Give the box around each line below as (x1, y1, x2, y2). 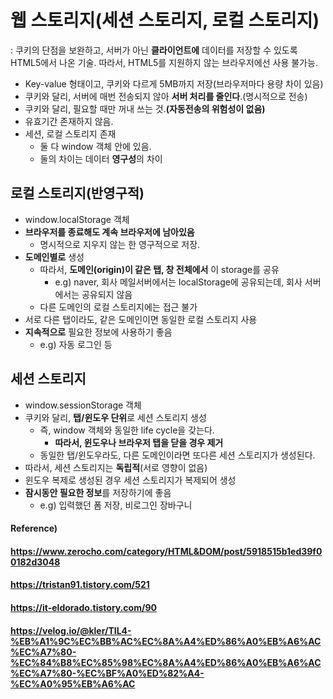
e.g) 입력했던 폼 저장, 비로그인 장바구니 (39, 499, 193, 511)
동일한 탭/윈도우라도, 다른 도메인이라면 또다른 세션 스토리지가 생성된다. (39, 449, 316, 461)
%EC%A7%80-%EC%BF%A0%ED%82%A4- (10, 667, 205, 679)
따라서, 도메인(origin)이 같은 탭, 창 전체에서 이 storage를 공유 (39, 263, 280, 275)
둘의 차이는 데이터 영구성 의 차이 (39, 152, 163, 165)
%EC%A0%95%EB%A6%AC (10, 677, 136, 690)
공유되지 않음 (81, 288, 133, 300)
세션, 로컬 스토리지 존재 (24, 127, 117, 140)
